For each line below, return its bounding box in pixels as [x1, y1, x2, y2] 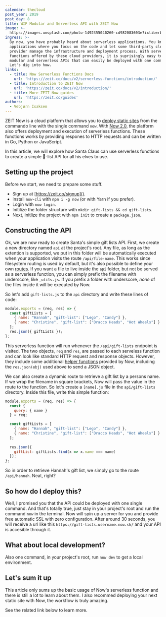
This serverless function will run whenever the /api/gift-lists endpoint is [5, 343, 158, 349]
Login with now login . [12, 201, 56, 207]
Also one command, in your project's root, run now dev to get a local [5, 554, 143, 560]
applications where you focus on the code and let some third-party [9, 44, 154, 49]
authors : [5, 100, 23, 105]
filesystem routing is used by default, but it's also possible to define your [5, 260, 153, 266]
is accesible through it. [5, 526, 51, 532]
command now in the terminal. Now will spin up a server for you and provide [5, 510, 159, 516]
